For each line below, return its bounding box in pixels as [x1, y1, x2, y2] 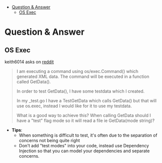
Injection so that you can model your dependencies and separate [19, 148, 150, 154]
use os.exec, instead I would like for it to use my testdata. [16, 103, 132, 109]
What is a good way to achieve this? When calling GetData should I [16, 113, 151, 118]
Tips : [11, 127, 22, 133]
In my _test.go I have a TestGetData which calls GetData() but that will [16, 98, 157, 103]
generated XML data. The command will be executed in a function [16, 73, 149, 79]
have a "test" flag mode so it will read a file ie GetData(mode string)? [16, 117, 155, 123]
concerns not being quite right [19, 138, 80, 143]
